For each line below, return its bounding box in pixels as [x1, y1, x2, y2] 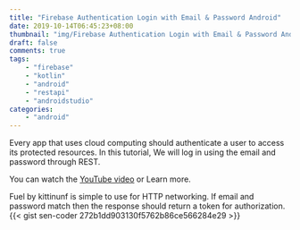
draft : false [9, 38, 58, 47]
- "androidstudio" [25, 96, 94, 106]
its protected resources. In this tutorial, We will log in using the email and [9, 147, 277, 158]
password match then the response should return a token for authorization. [9, 200, 286, 211]
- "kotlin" [25, 72, 66, 81]
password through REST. [9, 157, 101, 167]
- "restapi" [25, 88, 70, 97]
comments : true [9, 47, 66, 55]
